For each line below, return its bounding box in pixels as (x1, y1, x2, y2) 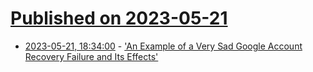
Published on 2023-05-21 (10, 7, 228, 30)
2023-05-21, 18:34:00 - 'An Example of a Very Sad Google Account (24, 40, 303, 52)
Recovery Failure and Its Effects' (24, 50, 159, 62)
